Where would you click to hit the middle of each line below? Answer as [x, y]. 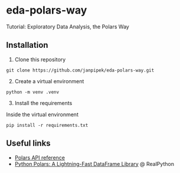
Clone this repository [40, 59]
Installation [27, 45]
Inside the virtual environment [42, 114]
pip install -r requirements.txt [47, 125]
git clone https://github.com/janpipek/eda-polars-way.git [80, 70]
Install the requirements [43, 103]
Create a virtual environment [49, 81]
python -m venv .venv [33, 92]
